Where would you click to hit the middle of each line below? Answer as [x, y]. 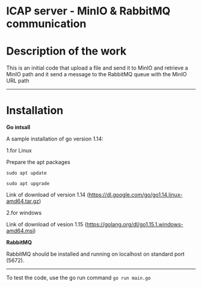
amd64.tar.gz [23, 201]
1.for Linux [19, 151]
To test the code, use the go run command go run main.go [79, 278]
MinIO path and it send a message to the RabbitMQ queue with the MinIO [97, 74]
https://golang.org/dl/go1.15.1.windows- [135, 225]
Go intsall [18, 127]
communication [46, 24]
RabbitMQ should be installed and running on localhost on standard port [96, 254]
